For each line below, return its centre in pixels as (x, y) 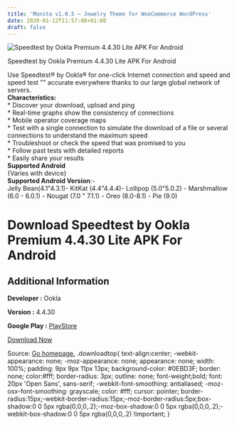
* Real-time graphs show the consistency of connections (91, 113)
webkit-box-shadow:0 (40, 414)
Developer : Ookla (34, 298)
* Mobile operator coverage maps (57, 120)
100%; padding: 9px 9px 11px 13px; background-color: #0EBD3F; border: (114, 369)
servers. (20, 90)
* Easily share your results (46, 158)
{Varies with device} (37, 173)
